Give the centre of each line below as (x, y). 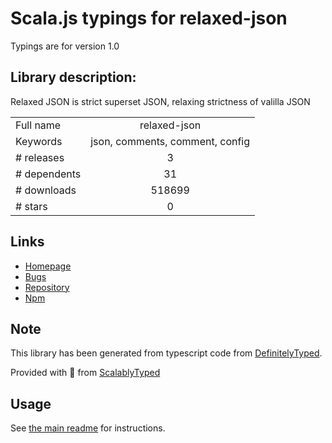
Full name (38, 125)
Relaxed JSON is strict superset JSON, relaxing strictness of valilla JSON (160, 101)
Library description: (73, 77)
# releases (40, 157)
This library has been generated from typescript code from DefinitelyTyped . (166, 353)
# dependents (48, 174)
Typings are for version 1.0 (65, 46)
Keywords (39, 141)
